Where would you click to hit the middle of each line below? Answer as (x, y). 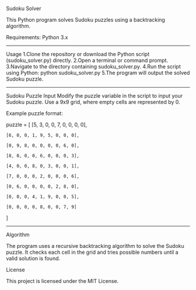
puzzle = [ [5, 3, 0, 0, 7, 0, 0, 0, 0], (47, 125)
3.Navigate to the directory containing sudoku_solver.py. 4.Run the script (93, 66)
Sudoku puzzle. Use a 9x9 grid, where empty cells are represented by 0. (93, 102)
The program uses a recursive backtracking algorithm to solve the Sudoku (95, 246)
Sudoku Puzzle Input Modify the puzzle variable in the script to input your (94, 96)
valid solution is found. (33, 258)
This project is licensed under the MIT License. (62, 281)
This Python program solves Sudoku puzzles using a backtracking (85, 20)
